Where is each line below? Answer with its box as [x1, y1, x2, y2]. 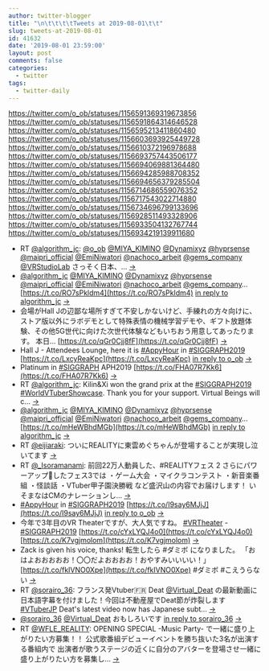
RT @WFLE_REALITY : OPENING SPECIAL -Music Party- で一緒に [19, 624, 234, 634]
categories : [8, 64, 48, 72]
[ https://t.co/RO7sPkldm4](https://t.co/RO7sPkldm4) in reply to [19, 288, 229, 298]
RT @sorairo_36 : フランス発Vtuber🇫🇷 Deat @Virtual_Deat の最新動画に [19, 585, 258, 595]
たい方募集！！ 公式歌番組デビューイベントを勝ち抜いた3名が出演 [34, 634, 252, 644]
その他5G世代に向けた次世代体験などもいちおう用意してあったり [34, 327, 247, 336]
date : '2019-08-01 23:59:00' [8, 42, 106, 50]
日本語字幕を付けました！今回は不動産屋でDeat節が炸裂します [19, 595, 226, 605]
